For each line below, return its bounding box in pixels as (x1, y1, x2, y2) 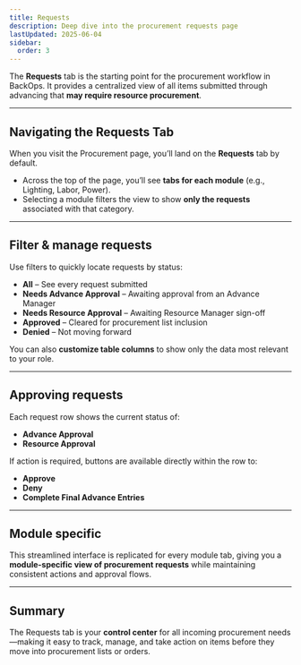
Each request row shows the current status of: (9, 411, 181, 422)
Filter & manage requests (9, 238, 152, 253)
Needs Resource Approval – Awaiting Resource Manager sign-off (21, 307, 266, 318)
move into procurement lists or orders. (9, 646, 150, 657)
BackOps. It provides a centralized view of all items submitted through (9, 81, 269, 91)
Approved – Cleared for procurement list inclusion (21, 317, 208, 328)
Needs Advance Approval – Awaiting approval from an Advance (21, 288, 260, 299)
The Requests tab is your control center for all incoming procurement (9, 627, 266, 638)
